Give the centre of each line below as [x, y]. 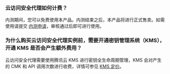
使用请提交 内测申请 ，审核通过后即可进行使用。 [55, 26]
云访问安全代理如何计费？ [36, 8]
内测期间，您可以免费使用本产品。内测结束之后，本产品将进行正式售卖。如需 [85, 20]
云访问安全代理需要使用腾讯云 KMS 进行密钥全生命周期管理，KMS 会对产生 [83, 60]
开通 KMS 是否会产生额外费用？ [44, 48]
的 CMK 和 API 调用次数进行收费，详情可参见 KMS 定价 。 [65, 66]
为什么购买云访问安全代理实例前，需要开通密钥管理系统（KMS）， [85, 40]
